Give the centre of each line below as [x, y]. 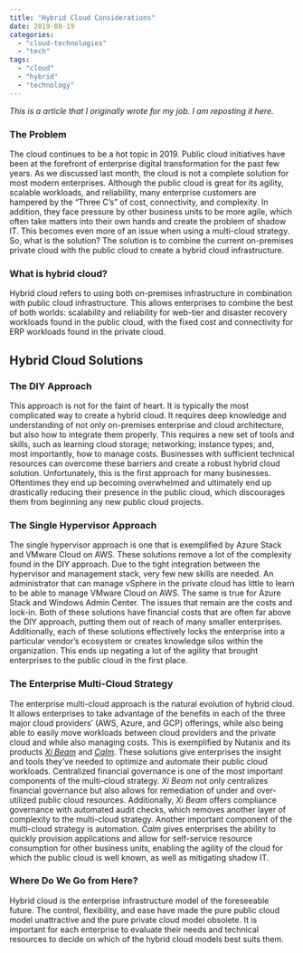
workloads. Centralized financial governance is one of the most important [146, 771]
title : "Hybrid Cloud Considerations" [82, 18]
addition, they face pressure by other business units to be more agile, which [151, 211]
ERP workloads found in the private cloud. [87, 332]
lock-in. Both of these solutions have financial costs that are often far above [150, 613]
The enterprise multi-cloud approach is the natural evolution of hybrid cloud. [152, 703]
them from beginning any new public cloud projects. [106, 501]
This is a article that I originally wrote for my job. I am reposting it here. [142, 110]
